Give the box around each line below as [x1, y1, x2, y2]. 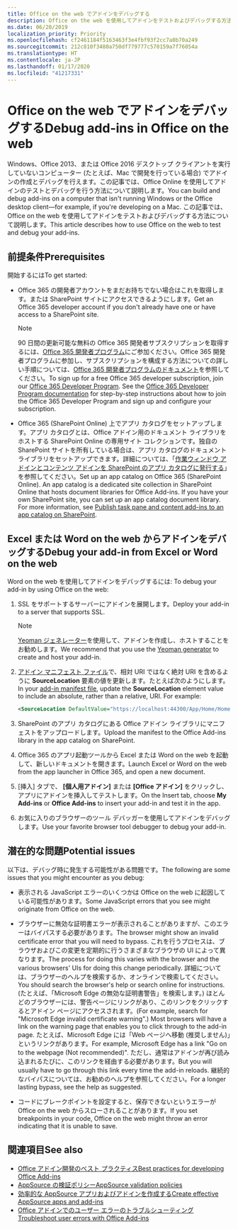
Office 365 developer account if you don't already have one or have [17, 302, 216, 312]
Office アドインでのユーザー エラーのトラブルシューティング [17, 1206, 194, 1214]
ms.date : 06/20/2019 [7, 23, 69, 30]
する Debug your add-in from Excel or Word [25, 546, 218, 558]
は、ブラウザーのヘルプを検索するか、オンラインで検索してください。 [17, 972, 222, 981]
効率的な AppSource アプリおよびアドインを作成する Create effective [17, 1189, 219, 1198]
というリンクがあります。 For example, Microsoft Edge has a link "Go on [17, 1039, 227, 1048]
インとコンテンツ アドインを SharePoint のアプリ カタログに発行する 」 [23, 463, 231, 472]
